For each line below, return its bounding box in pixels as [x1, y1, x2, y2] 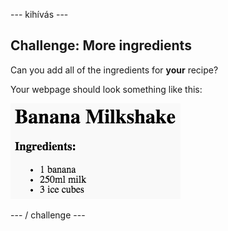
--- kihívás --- [10, 9, 69, 20]
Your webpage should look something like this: [10, 83, 203, 95]
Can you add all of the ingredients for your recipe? [10, 64, 219, 76]
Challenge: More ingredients [10, 37, 192, 54]
